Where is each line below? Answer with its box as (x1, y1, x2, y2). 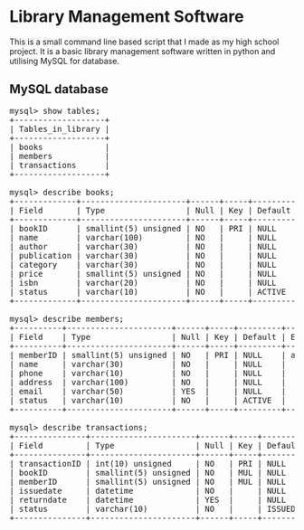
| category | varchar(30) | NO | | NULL (9, 260, 278, 270)
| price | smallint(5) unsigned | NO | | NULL (9, 269, 278, 279)
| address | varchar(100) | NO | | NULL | (9, 377, 287, 387)
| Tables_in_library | (9, 124, 110, 134)
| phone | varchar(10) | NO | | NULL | (9, 368, 287, 378)
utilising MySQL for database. (9, 55, 120, 66)
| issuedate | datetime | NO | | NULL (9, 486, 287, 496)
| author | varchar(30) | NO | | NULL (9, 241, 278, 251)
